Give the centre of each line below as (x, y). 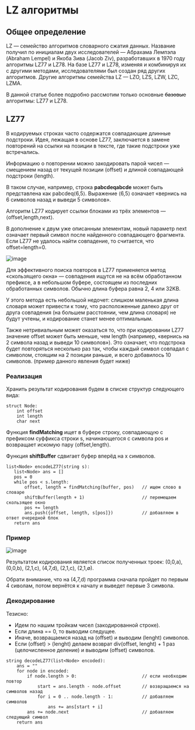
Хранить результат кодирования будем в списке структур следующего (95, 389)
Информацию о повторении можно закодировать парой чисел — (88, 163)
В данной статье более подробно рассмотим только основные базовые (96, 95)
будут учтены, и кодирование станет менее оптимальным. (79, 318)
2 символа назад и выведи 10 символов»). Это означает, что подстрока (96, 342)
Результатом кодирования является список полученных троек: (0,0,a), (94, 562)
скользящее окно (26, 503)
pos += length (41, 508)
